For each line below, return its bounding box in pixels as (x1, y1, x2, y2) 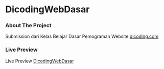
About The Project (5, 22, 52, 29)
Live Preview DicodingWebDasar (5, 58, 74, 64)
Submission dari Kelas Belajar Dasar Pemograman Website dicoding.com (5, 33, 159, 39)
